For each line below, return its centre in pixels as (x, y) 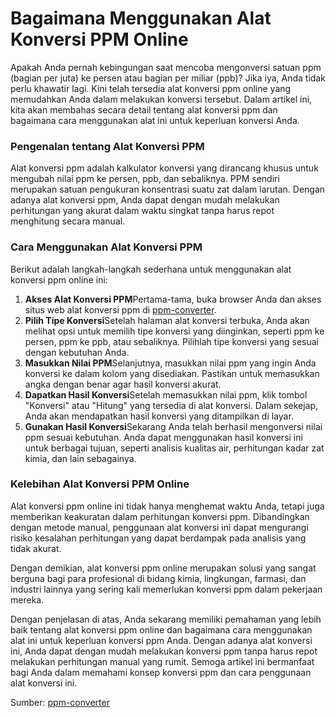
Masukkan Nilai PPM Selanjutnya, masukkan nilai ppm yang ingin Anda (170, 363)
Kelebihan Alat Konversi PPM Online (100, 484)
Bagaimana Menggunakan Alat (141, 18)
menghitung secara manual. (68, 221)
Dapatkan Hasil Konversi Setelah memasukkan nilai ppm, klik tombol (166, 394)
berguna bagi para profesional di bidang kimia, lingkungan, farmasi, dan (158, 578)
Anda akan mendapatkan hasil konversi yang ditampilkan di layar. (159, 416)
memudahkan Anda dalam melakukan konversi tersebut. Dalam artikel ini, (161, 99)
